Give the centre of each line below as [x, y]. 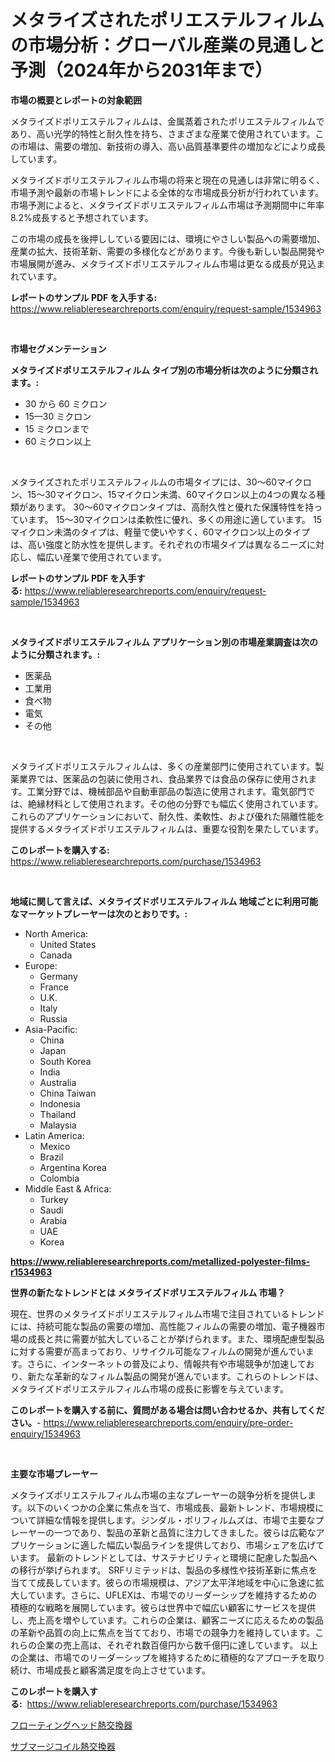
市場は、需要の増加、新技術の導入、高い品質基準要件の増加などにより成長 [172, 146]
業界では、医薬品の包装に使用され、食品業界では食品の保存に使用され [163, 778]
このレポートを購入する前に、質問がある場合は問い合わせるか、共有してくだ [167, 1410]
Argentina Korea [73, 1167]
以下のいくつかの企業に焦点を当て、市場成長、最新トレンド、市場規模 [171, 1507]
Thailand [58, 1114]
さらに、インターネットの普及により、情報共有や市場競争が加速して [166, 1363]
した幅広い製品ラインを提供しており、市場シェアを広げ [202, 1545]
